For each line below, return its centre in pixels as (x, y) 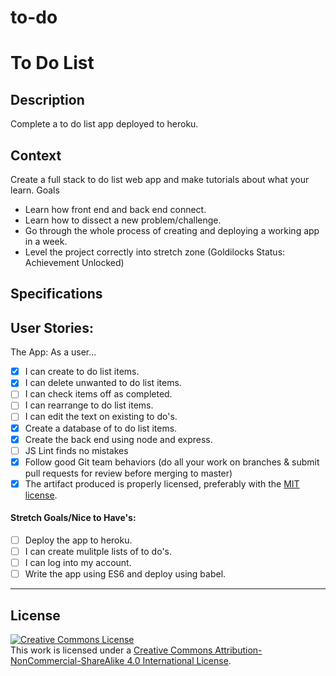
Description (47, 99)
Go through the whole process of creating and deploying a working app (172, 230)
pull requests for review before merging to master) (128, 473)
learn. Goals (35, 190)
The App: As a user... (53, 352)
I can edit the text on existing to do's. (101, 417)
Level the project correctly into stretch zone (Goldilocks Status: (155, 252)
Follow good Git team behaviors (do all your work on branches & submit (172, 462)
